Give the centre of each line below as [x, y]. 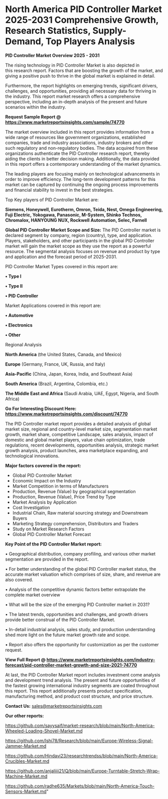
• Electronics [19, 325]
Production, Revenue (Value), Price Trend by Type [64, 497]
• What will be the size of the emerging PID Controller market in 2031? [77, 604]
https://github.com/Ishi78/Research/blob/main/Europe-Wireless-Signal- [79, 741]
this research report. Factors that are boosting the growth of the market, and [84, 70]
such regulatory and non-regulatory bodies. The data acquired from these [81, 148]
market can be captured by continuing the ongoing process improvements [82, 185]
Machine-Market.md [26, 776]
